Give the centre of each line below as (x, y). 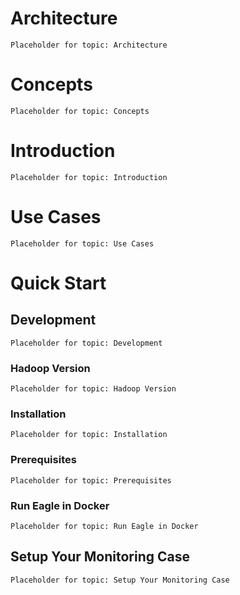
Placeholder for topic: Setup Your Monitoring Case (120, 580)
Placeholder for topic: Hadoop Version (93, 389)
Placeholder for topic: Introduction (89, 177)
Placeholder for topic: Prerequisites (91, 480)
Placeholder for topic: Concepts (80, 111)
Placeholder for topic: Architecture (89, 45)
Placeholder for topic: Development (86, 343)
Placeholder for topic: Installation (89, 435)
